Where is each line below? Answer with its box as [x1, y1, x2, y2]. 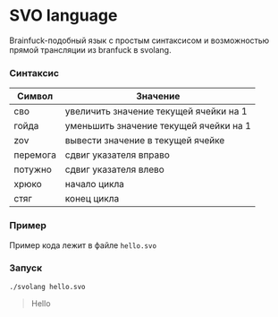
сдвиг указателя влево [64, 163, 165, 176]
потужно [13, 163, 52, 176]
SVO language [9, 5, 118, 26]
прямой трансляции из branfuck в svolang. [9, 44, 172, 55]
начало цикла [64, 178, 125, 191]
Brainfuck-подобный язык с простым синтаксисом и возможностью [9, 35, 270, 46]
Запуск [9, 261, 43, 274]
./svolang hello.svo [9, 282, 87, 291]
